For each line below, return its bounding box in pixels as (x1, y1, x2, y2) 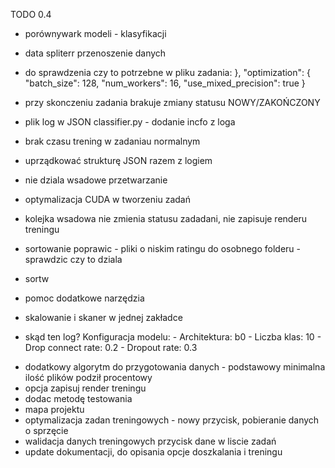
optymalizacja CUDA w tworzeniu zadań (24, 194, 191, 205)
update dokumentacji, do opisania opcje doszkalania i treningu (24, 446, 283, 458)
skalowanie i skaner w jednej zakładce (24, 312, 183, 323)
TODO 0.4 (10, 9, 52, 20)
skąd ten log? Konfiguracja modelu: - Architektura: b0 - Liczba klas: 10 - (24, 331, 322, 343)
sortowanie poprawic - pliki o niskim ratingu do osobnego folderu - (24, 243, 301, 254)
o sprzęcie (24, 425, 69, 436)
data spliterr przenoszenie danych (24, 47, 167, 59)
